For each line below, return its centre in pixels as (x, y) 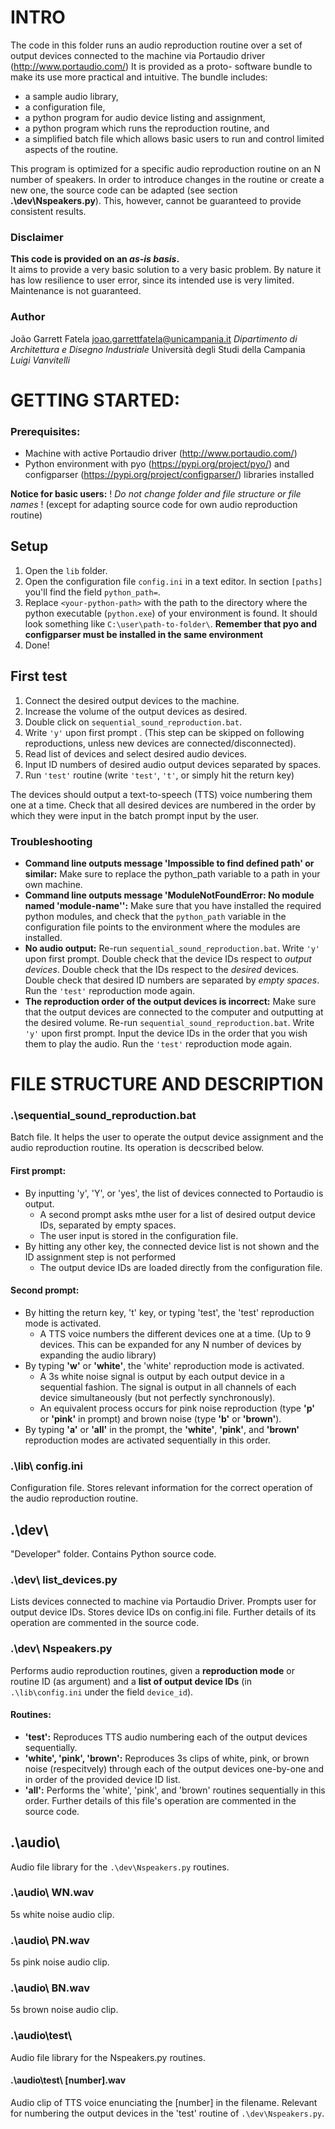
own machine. (53, 884)
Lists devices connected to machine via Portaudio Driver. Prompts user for (163, 1602)
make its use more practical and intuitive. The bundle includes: (139, 77)
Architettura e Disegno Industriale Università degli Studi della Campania (158, 349)
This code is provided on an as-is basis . (95, 259)
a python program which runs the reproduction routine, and (147, 128)
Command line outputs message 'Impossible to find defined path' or (169, 863)
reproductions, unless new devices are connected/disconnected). (160, 743)
